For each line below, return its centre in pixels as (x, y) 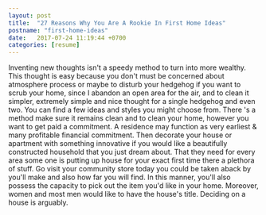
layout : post (30, 15)
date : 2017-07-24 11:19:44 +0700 (67, 38)
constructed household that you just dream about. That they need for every (132, 152)
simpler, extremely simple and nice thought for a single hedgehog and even (132, 102)
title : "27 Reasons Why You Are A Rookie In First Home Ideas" (117, 23)
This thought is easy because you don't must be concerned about (116, 76)
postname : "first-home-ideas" (59, 30)
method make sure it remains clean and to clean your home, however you (129, 118)
